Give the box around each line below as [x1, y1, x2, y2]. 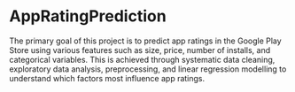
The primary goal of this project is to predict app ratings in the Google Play [9, 35, 282, 46]
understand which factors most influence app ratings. [9, 73, 206, 83]
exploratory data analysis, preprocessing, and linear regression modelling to [9, 64, 287, 74]
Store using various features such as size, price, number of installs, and [9, 44, 271, 55]
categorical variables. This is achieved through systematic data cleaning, [9, 54, 276, 65]
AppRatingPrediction [9, 6, 167, 27]
